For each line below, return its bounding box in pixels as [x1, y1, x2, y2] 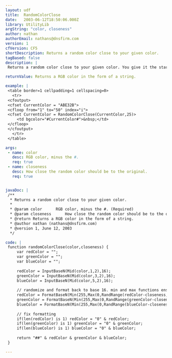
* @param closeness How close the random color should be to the [10, 212, 164, 217]
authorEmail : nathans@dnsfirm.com [5, 36, 79, 42]
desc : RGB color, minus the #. [12, 155, 79, 160]
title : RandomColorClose [5, 12, 60, 17]
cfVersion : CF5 [5, 46, 38, 51]
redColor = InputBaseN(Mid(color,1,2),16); [16, 268, 111, 274]
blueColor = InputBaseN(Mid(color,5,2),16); [16, 278, 114, 283]
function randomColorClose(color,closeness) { [7, 244, 109, 250]
